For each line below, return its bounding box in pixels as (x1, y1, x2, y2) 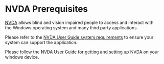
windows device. (5, 54, 39, 60)
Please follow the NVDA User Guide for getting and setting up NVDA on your (5, 49, 159, 55)
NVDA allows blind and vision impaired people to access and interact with (5, 20, 154, 25)
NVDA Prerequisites (5, 3, 88, 15)
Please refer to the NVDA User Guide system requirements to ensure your (5, 34, 154, 40)
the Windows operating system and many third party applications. (5, 24, 138, 30)
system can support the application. (5, 39, 78, 45)
